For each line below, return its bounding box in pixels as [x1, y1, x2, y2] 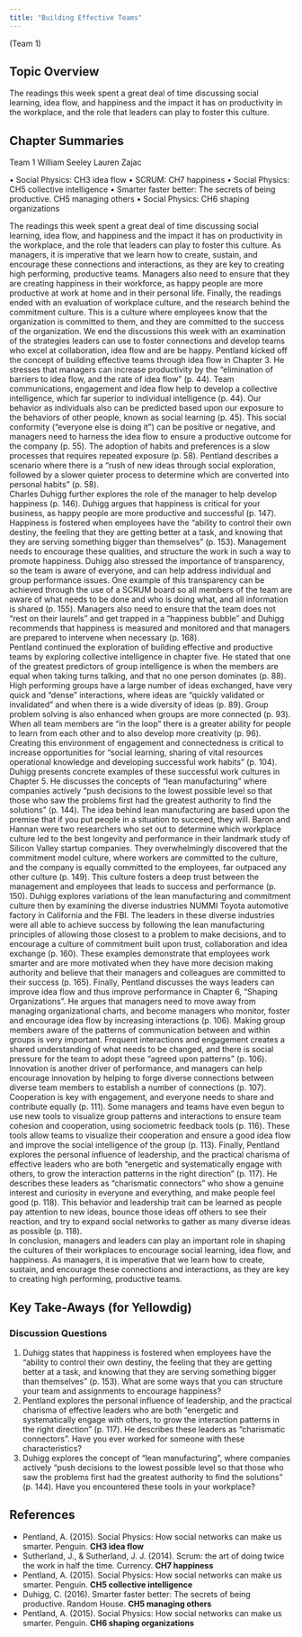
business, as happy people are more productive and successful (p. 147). [9, 508, 277, 519]
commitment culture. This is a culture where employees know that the [9, 307, 268, 318]
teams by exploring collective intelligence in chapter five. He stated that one [9, 651, 291, 662]
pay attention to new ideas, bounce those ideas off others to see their [9, 1206, 267, 1217]
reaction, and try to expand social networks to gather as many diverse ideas [9, 1216, 291, 1227]
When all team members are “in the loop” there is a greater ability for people [9, 718, 292, 730]
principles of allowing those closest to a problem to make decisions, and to [9, 929, 287, 940]
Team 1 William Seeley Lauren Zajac [9, 157, 142, 168]
